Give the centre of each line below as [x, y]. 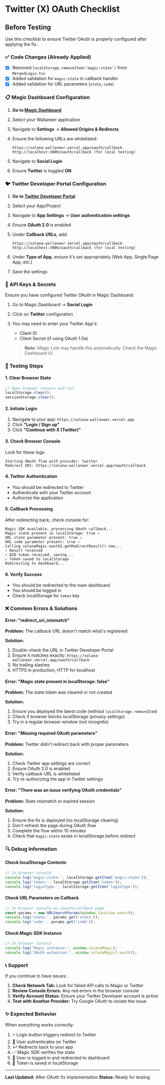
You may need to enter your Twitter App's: [55, 324]
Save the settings [30, 272]
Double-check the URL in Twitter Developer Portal [63, 650]
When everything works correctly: [40, 1024]
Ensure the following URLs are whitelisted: [55, 138]
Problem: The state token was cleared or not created [59, 692]
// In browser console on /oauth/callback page [55, 908]
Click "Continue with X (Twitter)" [46, 430]
